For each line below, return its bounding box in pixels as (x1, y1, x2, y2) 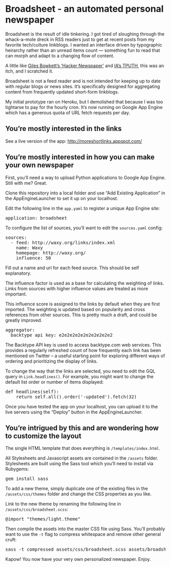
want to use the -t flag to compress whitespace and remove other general (5, 531, 161, 537)
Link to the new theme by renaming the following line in (5, 501, 121, 507)
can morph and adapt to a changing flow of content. (5, 52, 115, 59)
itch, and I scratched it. (5, 68, 53, 74)
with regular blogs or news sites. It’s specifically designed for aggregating (5, 83, 160, 90)
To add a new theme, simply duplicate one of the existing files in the (5, 486, 148, 492)
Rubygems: (5, 466, 29, 472)
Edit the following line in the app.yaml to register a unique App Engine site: (5, 205, 160, 211)
